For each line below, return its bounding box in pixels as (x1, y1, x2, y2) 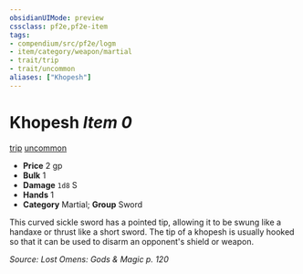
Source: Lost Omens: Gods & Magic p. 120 (9, 253, 169, 265)
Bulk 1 (22, 170, 47, 181)
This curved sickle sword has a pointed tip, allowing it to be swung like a (9, 216, 281, 227)
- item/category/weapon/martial (9, 47, 132, 57)
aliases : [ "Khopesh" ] (9, 73, 92, 82)
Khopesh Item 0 (9, 111, 132, 132)
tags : (9, 30, 30, 39)
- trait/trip (9, 56, 59, 65)
